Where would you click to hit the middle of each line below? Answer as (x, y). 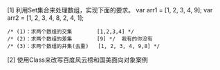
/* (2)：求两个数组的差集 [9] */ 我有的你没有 (80, 39)
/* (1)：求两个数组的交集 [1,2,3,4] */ (71, 32)
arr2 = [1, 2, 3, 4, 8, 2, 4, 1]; (46, 18)
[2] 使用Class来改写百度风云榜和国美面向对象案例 (77, 60)
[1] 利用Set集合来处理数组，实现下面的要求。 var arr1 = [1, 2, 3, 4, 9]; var (110, 10)
